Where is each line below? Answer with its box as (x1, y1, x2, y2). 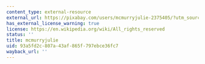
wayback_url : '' (6, 49, 48, 55)
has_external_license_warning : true (6, 20, 99, 26)
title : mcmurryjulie (6, 37, 59, 43)
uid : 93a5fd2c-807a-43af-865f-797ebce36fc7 (6, 43, 119, 49)
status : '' (6, 32, 34, 38)
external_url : (6, 15, 43, 21)
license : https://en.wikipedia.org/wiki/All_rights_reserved (6, 26, 165, 32)
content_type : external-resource (6, 9, 92, 15)
